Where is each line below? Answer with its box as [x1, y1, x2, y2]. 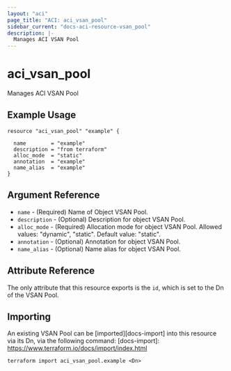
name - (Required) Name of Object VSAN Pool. [17, 207, 148, 216]
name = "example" [13, 140, 86, 147]
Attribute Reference [7, 265, 95, 277]
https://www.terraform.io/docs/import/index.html [7, 344, 148, 352]
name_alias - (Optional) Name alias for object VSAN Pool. [17, 244, 181, 253]
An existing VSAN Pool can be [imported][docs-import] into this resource [7, 329, 217, 338]
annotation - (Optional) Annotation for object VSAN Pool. [17, 237, 181, 246]
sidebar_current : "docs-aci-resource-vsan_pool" [7, 23, 151, 30]
